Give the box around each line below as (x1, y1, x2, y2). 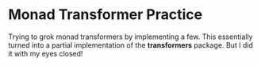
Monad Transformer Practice (8, 6, 203, 24)
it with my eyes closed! (8, 49, 83, 58)
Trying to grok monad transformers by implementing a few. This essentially (8, 32, 253, 41)
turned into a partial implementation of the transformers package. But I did (8, 40, 254, 49)
